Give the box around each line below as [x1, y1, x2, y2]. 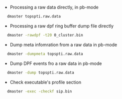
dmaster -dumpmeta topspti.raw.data [7, 51, 83, 56]
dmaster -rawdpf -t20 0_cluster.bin [7, 32, 83, 37]
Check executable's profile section [9, 79, 81, 85]
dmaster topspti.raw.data [7, 14, 61, 19]
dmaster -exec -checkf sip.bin [7, 88, 72, 94]
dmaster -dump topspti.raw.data [7, 70, 75, 75]
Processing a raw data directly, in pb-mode [9, 4, 99, 10]
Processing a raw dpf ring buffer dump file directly [9, 22, 114, 29]
